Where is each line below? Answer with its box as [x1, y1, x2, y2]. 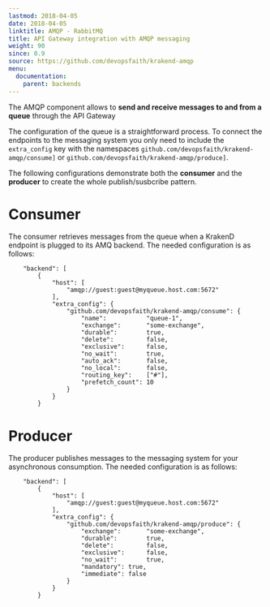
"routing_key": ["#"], [80, 371, 169, 380]
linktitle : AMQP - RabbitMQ [8, 27, 104, 35]
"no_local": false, [80, 364, 169, 372]
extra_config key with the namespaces [8, 144, 139, 153]
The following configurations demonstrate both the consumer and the [8, 168, 242, 178]
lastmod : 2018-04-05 [8, 11, 79, 20]
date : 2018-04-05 [8, 19, 67, 28]
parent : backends [23, 80, 82, 88]
